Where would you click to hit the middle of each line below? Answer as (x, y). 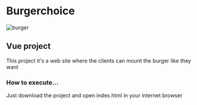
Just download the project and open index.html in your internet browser (94, 95)
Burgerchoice (41, 11)
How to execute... (32, 82)
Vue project (28, 46)
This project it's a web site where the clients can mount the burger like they (99, 60)
